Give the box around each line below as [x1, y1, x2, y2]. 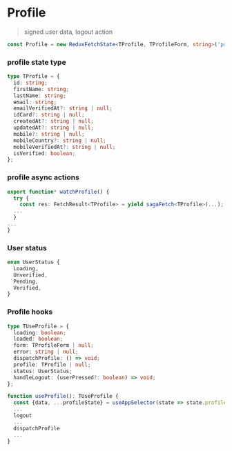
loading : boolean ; [13, 329, 67, 336]
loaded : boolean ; [13, 336, 64, 343]
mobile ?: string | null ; [13, 130, 85, 137]
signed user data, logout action [23, 28, 113, 36]
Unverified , [13, 271, 48, 279]
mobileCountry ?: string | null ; [13, 137, 107, 144]
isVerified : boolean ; [13, 150, 76, 157]
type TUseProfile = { [7, 323, 70, 330]
